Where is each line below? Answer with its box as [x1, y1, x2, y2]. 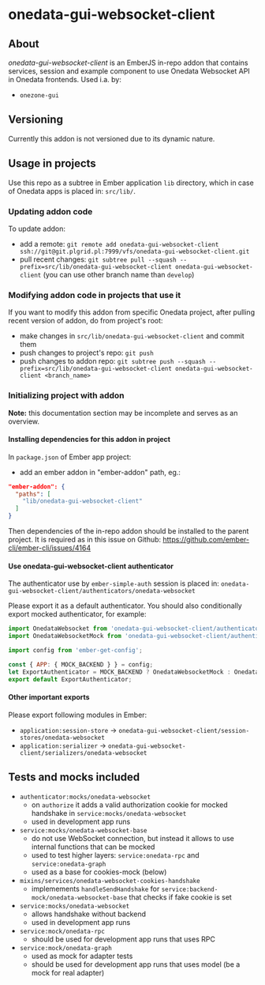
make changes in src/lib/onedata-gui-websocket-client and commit [19, 331, 244, 341]
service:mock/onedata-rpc [19, 927, 105, 935]
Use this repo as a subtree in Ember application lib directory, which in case [8, 178, 254, 187]
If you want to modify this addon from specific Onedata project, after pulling [8, 308, 255, 317]
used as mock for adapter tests [31, 951, 133, 960]
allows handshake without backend [31, 909, 146, 919]
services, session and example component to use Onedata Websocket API [8, 66, 250, 76]
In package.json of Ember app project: [8, 452, 132, 462]
